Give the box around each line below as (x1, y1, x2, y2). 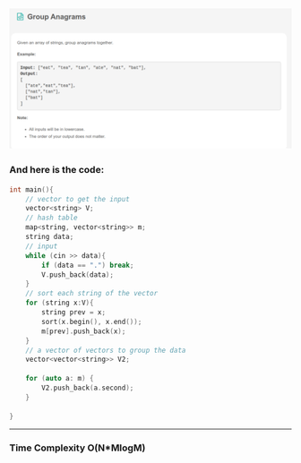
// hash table (25, 213, 78, 223)
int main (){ (9, 184, 54, 194)
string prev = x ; (41, 308, 106, 317)
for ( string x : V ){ (25, 298, 94, 308)
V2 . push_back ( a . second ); (41, 383, 134, 393)
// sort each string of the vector (25, 289, 159, 298)
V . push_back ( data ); (41, 270, 115, 279)
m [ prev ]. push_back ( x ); (41, 327, 126, 336)
